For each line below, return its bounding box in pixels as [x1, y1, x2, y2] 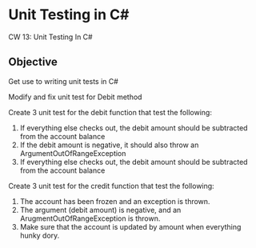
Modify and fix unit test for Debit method [8, 92, 142, 102]
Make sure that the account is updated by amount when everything [19, 222, 242, 231]
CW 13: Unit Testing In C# [8, 32, 94, 42]
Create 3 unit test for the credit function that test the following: [8, 181, 214, 190]
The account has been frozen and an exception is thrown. [19, 196, 210, 206]
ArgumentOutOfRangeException [19, 148, 126, 158]
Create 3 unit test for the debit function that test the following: [8, 107, 212, 117]
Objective [8, 55, 58, 69]
